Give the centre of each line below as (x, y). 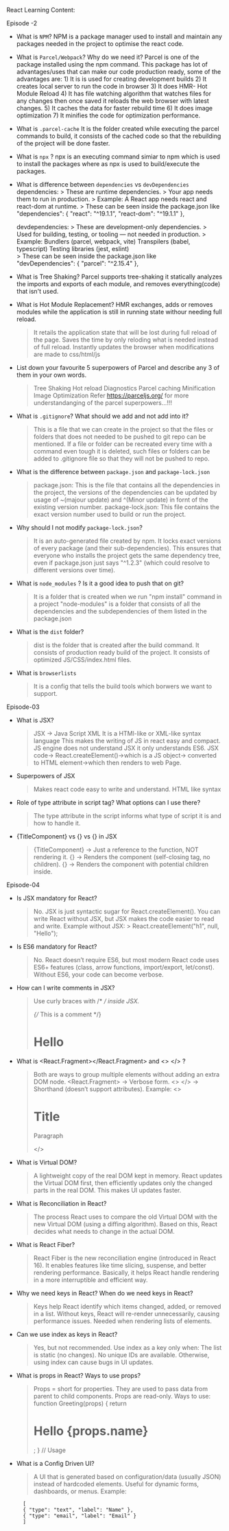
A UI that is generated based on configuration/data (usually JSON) (127, 1476)
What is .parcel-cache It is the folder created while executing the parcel (118, 129)
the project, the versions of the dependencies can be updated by (125, 492)
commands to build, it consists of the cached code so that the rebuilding (119, 136)
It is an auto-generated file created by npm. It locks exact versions (127, 541)
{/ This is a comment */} (68, 1014)
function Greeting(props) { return (80, 1403)
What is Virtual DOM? (47, 1162)
